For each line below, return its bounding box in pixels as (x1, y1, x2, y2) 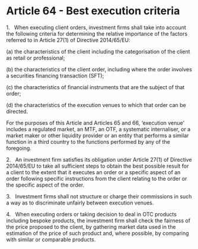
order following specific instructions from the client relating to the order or (6, 175, 187, 182)
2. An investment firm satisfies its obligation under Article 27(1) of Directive (6, 156, 192, 163)
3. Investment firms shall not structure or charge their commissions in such (6, 193, 192, 200)
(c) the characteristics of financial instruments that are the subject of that (6, 83, 185, 90)
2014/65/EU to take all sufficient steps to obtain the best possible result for (6, 162, 189, 169)
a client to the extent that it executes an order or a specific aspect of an (6, 168, 181, 176)
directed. (6, 108, 28, 115)
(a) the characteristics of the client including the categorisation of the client (6, 48, 191, 55)
